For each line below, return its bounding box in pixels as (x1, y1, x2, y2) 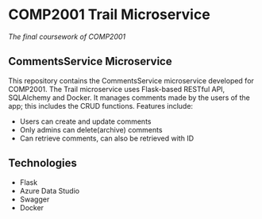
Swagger (19, 194, 50, 204)
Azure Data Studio (19, 186, 80, 195)
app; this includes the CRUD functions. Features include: (8, 101, 193, 110)
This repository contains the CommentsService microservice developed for (8, 75, 254, 85)
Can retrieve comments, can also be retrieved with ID (19, 133, 195, 143)
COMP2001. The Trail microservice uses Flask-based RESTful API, (8, 84, 225, 94)
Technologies (8, 156, 78, 170)
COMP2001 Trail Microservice (8, 6, 210, 24)
